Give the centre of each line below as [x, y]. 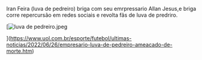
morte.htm [19, 51]
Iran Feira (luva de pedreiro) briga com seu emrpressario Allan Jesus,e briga [101, 9]
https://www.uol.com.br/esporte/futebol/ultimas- [71, 38]
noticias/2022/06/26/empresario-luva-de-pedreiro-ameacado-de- [90, 45]
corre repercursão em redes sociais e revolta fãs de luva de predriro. [92, 15]
